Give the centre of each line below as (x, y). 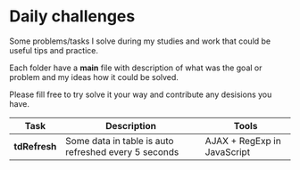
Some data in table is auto (120, 141)
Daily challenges (72, 16)
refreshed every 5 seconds (122, 151)
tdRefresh (35, 146)
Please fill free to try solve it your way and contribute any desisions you (141, 94)
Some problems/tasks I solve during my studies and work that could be (140, 41)
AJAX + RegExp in (243, 141)
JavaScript (228, 151)
